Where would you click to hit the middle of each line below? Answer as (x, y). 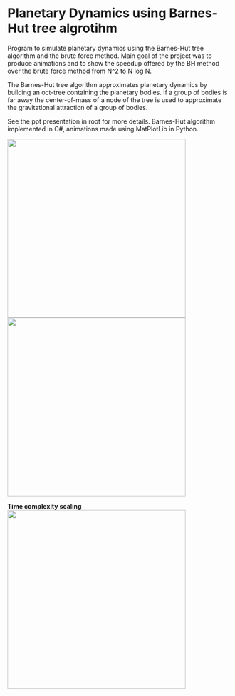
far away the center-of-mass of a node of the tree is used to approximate (115, 100)
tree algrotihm (74, 28)
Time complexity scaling (45, 506)
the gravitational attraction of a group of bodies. (78, 107)
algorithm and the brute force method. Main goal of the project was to (110, 56)
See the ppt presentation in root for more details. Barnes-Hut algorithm (111, 121)
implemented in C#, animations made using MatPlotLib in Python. (103, 129)
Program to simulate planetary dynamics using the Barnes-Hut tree (106, 48)
